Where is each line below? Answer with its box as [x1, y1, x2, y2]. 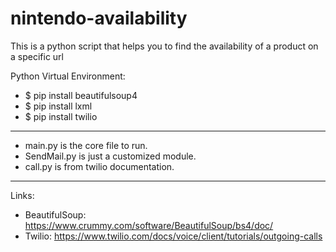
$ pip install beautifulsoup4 [24, 89, 138, 101]
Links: [10, 189, 35, 201]
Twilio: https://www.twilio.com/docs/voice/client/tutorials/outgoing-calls [24, 230, 323, 242]
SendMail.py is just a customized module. [24, 150, 197, 162]
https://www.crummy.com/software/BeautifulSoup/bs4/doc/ [24, 219, 274, 231]
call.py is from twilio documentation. [24, 160, 175, 172]
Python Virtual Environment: [10, 70, 126, 82]
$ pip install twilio [24, 110, 98, 122]
